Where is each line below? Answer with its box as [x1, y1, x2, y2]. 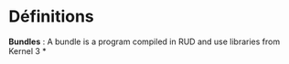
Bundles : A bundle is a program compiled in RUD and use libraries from [8, 36, 281, 47]
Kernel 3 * [8, 45, 47, 56]
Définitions [8, 6, 95, 27]
